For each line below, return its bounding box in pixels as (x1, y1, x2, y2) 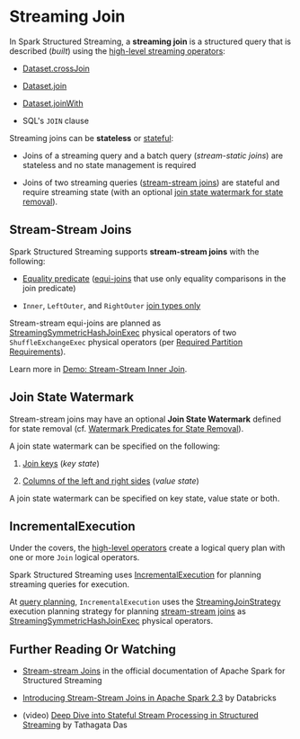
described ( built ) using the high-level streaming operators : (9, 45, 226, 56)
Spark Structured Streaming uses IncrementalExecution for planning (9, 569, 262, 581)
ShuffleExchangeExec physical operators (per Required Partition (9, 336, 243, 347)
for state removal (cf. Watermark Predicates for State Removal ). (9, 423, 244, 433)
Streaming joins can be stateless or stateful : (9, 132, 174, 143)
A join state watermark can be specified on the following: (9, 441, 221, 451)
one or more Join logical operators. (9, 552, 140, 563)
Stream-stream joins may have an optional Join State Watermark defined (9, 414, 281, 424)
